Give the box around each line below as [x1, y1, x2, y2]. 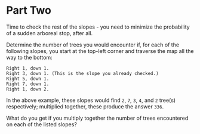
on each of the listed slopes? [6, 120, 78, 128]
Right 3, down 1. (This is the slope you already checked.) [6, 70, 159, 76]
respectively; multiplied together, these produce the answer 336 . [6, 102, 164, 110]
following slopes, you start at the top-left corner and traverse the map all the [6, 47, 194, 54]
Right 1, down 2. [6, 86, 50, 92]
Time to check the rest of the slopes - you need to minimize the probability [6, 23, 190, 30]
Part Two [6, 4, 52, 17]
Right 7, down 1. [6, 81, 50, 87]
